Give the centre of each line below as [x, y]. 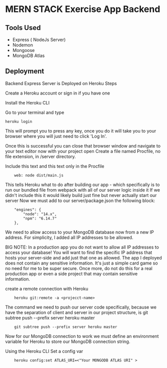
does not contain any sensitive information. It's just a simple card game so [82, 263]
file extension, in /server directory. [40, 156]
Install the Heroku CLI [27, 102]
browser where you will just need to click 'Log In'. [56, 136]
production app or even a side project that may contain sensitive [71, 273]
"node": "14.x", [40, 214]
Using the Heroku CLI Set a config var [44, 351]
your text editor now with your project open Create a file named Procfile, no [83, 151]
